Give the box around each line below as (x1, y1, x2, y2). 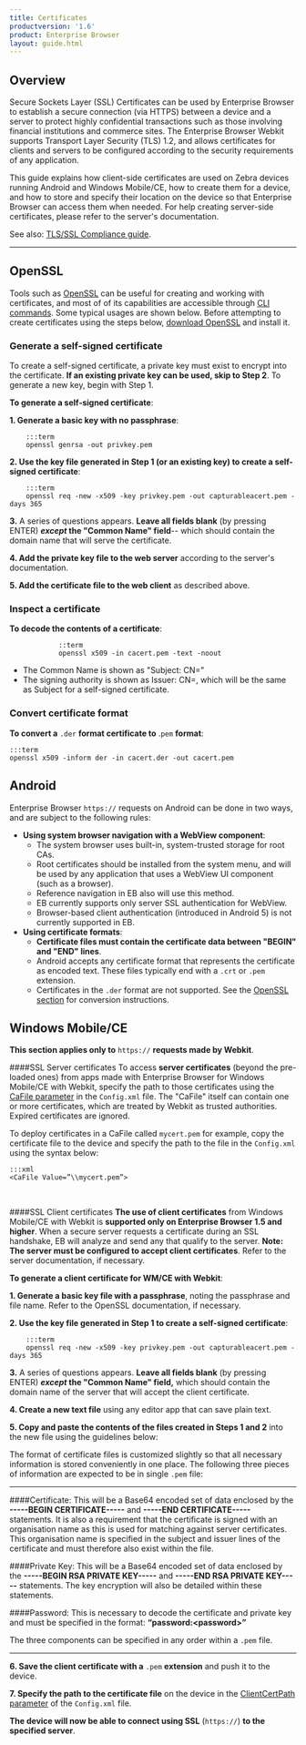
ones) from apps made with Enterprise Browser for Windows (37, 1072, 265, 1083)
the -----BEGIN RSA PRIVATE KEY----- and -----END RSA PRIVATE (9, 1570, 264, 1581)
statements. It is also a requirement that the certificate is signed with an (9, 1514, 278, 1526)
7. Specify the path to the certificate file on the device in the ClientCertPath (9, 1689, 296, 1699)
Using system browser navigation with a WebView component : (22, 830, 266, 841)
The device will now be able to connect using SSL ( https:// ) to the (9, 1716, 266, 1727)
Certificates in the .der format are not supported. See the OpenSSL (36, 985, 290, 995)
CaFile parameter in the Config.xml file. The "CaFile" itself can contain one (9, 1091, 290, 1102)
